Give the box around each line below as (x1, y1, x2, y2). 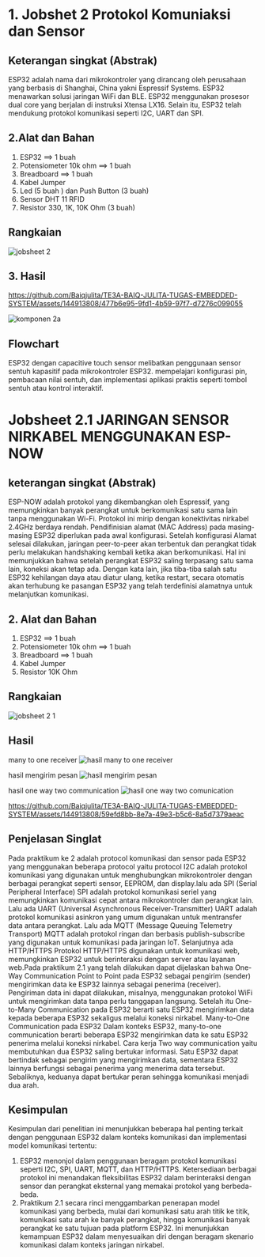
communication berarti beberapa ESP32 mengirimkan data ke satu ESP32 (8, 1030, 248, 1039)
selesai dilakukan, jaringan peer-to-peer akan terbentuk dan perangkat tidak (8, 540, 257, 549)
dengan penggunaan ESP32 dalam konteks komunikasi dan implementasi (8, 1133, 247, 1142)
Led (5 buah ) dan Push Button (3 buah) (19, 186, 150, 195)
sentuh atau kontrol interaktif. (8, 384, 104, 393)
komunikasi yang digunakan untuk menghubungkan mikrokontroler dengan (8, 870, 253, 880)
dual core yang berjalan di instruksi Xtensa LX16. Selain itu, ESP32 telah (8, 100, 242, 109)
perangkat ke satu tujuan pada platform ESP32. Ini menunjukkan (19, 1224, 229, 1233)
